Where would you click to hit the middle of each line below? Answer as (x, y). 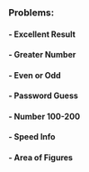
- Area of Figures (41, 158)
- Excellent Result (42, 34)
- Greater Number (42, 55)
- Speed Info (32, 137)
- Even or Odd (35, 75)
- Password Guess (43, 95)
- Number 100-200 (44, 116)
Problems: (31, 13)
